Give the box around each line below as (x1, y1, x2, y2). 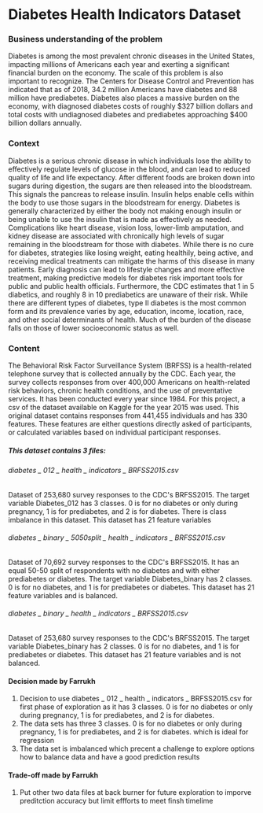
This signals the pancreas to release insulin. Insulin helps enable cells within (8, 189, 254, 198)
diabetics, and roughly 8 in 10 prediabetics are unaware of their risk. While (8, 290, 249, 299)
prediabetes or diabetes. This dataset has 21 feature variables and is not (8, 650, 242, 660)
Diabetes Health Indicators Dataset (8, 6, 242, 24)
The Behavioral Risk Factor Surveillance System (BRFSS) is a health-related (8, 360, 253, 371)
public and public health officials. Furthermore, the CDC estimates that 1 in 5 (8, 281, 255, 290)
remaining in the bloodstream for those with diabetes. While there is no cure (8, 239, 254, 249)
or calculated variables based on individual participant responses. (8, 427, 221, 438)
